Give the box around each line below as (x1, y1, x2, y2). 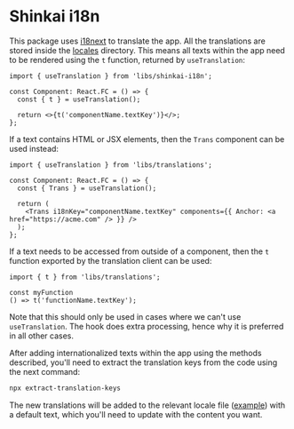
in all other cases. (9, 330, 74, 341)
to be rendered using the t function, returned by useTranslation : (9, 54, 246, 65)
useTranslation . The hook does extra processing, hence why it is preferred (9, 321, 284, 331)
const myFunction (9, 288, 74, 297)
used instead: (9, 143, 60, 154)
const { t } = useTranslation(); (17, 95, 141, 104)
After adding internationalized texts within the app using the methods (9, 347, 262, 358)
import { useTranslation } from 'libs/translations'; (9, 160, 213, 170)
